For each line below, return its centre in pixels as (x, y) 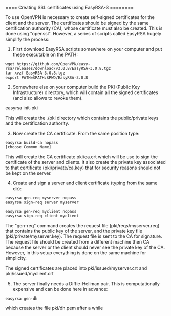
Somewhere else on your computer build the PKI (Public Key (76, 87)
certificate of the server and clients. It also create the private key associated (86, 162)
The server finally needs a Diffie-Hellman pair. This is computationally (86, 284)
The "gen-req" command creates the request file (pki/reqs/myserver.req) (82, 225)
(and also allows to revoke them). (48, 98)
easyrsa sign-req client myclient (42, 216)
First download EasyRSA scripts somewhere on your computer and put (87, 49)
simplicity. (16, 258)
